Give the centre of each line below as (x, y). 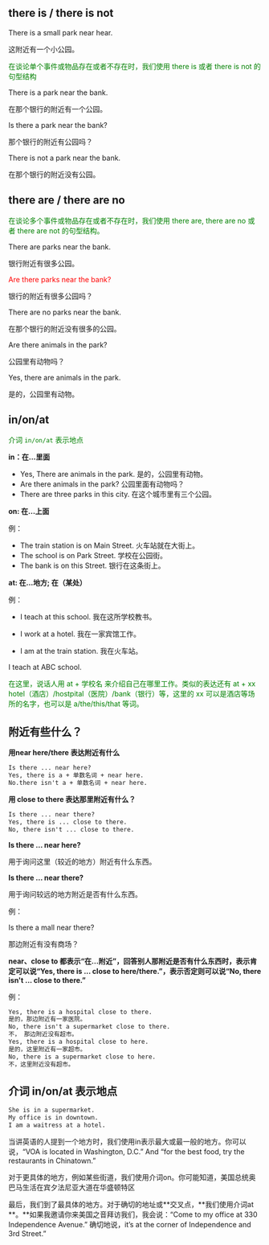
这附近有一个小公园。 (43, 49)
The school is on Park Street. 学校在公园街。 (93, 556)
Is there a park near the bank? (58, 125)
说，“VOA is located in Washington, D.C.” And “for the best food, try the (126, 1151)
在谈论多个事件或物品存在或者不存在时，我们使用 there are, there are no (127, 220)
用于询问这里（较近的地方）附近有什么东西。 (82, 861)
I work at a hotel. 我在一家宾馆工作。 (80, 634)
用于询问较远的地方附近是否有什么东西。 (75, 894)
